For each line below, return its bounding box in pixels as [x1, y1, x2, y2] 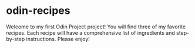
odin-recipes [6, 4, 70, 17]
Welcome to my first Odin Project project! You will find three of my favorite [6, 23, 186, 30]
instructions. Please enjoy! [26, 35, 90, 42]
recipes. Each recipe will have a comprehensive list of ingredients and [6, 29, 175, 36]
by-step [6, 35, 25, 42]
